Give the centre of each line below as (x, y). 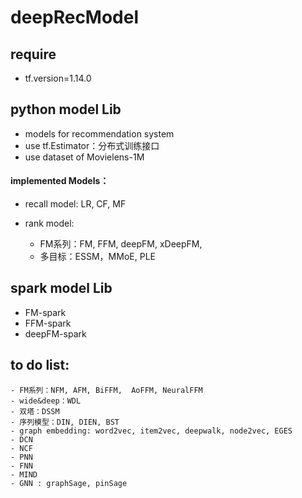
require (33, 54)
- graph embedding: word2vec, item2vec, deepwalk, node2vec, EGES (151, 431)
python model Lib (66, 109)
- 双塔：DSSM (35, 411)
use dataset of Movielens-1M (84, 157)
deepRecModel (75, 17)
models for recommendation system (99, 133)
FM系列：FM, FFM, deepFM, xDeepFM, (121, 244)
